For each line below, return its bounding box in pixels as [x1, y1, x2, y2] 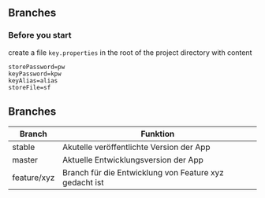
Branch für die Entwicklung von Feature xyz [62, 167, 225, 178]
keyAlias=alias [8, 76, 58, 85]
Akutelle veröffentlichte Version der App [62, 141, 211, 152]
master [12, 154, 38, 165]
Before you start [8, 30, 72, 41]
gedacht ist [62, 177, 104, 188]
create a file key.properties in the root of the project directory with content [8, 47, 252, 57]
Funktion [140, 128, 175, 139]
